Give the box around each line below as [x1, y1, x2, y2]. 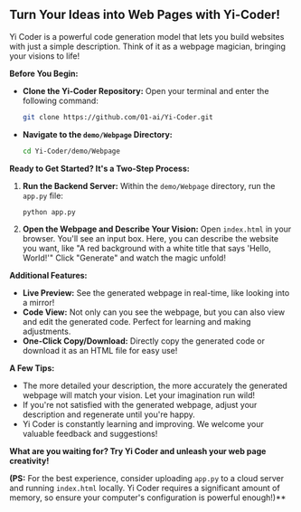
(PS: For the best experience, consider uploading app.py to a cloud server [9, 473, 285, 484]
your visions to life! [9, 50, 80, 62]
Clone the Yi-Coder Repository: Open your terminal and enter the [22, 85, 269, 96]
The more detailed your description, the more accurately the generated [22, 380, 287, 392]
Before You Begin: [9, 68, 79, 79]
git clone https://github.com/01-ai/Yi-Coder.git [22, 112, 214, 121]
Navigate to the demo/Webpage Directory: [22, 128, 174, 139]
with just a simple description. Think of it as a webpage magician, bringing [9, 41, 287, 52]
